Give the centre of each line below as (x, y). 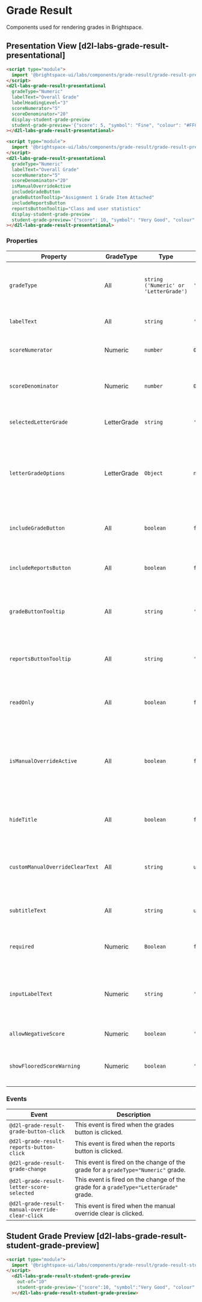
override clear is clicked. (109, 1213)
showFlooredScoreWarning (45, 1066)
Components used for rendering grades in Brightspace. (75, 27)
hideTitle (23, 819)
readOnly (22, 702)
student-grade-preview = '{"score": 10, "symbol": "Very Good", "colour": (105, 220)
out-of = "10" (32, 1282)
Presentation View (41, 46)
